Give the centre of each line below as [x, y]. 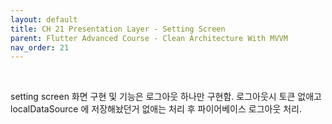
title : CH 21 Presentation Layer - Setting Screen [118, 29]
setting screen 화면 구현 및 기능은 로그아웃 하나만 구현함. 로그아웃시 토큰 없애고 [166, 97]
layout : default [44, 19]
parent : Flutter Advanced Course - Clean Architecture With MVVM [149, 38]
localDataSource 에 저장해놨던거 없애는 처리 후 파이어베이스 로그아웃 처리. [156, 109]
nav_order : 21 [40, 47]
